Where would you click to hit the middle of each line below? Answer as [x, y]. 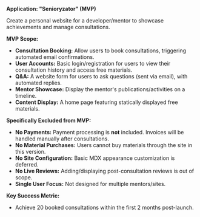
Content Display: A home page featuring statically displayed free [96, 102]
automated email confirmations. [55, 57]
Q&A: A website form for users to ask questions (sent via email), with [101, 76]
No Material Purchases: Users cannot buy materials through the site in [104, 145]
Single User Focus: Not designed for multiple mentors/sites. [90, 184]
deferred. [27, 164]
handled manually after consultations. [62, 139]
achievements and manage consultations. [58, 27]
